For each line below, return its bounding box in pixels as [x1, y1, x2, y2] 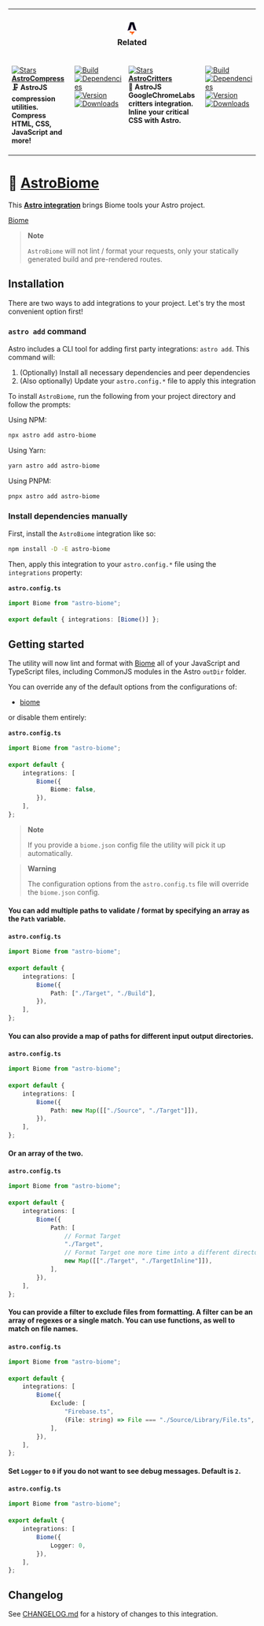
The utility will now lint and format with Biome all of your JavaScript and [8, 659, 240, 668]
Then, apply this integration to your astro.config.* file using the [8, 559, 217, 568]
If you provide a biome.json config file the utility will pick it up [27, 840, 226, 850]
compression [11, 94, 56, 103]
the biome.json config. [27, 887, 101, 897]
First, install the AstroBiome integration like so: [8, 529, 156, 538]
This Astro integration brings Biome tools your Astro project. [8, 200, 206, 210]
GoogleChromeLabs [128, 91, 196, 100]
